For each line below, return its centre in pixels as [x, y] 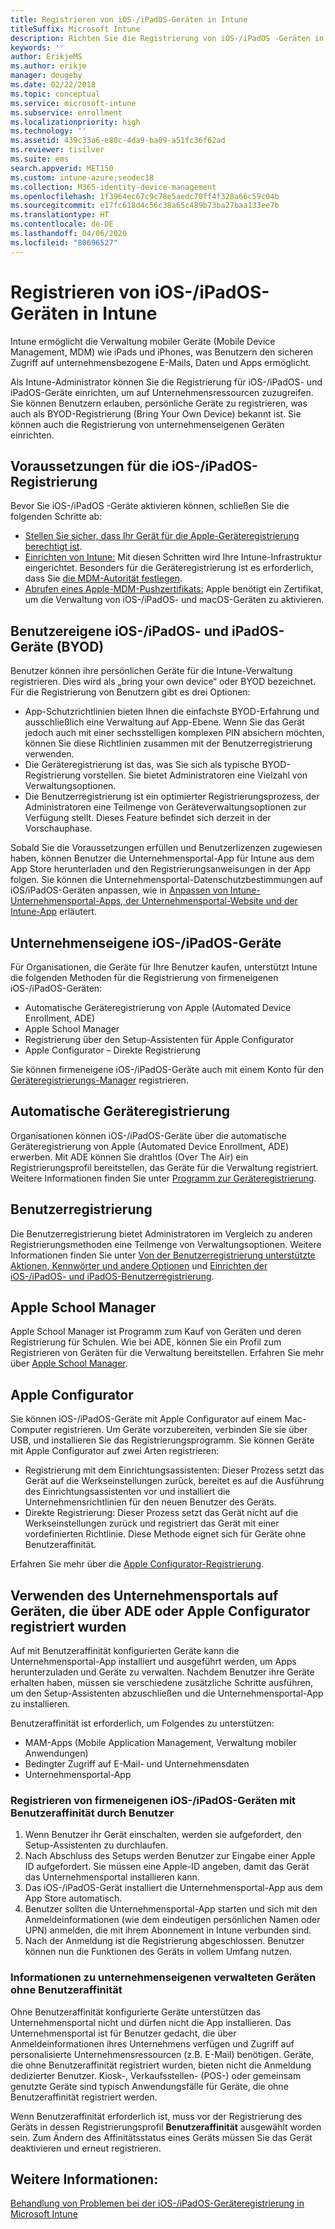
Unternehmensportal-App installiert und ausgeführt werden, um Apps [153, 1662]
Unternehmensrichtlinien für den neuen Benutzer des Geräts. [150, 1502]
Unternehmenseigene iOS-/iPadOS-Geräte [146, 942]
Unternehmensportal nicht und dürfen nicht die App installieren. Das [151, 2022]
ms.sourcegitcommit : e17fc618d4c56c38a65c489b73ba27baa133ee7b [145, 206]
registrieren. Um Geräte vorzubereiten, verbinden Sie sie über [180, 1430]
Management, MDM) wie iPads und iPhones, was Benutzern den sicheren [162, 352]
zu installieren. [40, 1704]
